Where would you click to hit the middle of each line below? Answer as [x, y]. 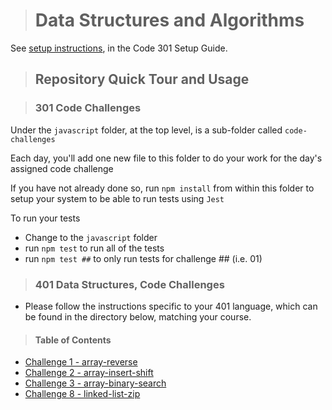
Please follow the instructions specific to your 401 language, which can [171, 306]
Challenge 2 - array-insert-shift [89, 373]
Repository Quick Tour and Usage [142, 79]
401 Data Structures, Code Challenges [129, 284]
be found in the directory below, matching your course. [138, 316]
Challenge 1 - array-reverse [81, 362]
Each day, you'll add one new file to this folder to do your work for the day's [166, 158]
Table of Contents [73, 340]
